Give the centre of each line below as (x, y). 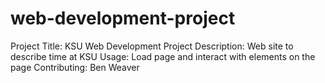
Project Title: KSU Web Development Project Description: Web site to (152, 46)
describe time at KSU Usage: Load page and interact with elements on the (163, 56)
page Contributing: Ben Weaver (75, 67)
